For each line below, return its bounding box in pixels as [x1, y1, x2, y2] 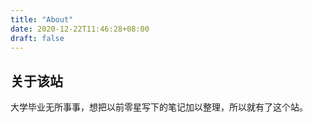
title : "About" [10, 14, 74, 25]
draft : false [10, 33, 65, 43]
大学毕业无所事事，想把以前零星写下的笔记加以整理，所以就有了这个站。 [10, 101, 308, 113]
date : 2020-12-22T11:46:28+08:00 [10, 24, 150, 34]
